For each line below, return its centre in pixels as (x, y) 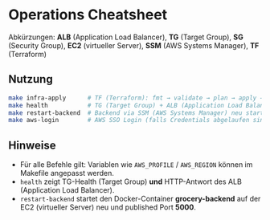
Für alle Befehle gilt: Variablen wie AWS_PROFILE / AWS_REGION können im (136, 165)
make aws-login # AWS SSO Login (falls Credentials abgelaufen (129, 120)
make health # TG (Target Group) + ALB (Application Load (125, 105)
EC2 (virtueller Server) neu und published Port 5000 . (108, 207)
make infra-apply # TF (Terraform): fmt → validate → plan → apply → (136, 98)
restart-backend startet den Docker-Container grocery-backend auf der (140, 199)
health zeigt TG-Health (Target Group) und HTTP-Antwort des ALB (131, 181)
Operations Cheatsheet (88, 15)
